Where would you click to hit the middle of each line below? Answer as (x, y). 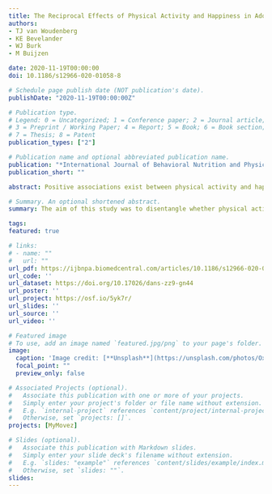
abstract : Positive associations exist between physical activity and (130, 187)
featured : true (34, 232)
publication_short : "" (47, 172)
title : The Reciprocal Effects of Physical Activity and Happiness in (130, 16)
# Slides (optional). (45, 441)
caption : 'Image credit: (57, 358)
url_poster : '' (34, 291)
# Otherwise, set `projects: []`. (70, 418)
